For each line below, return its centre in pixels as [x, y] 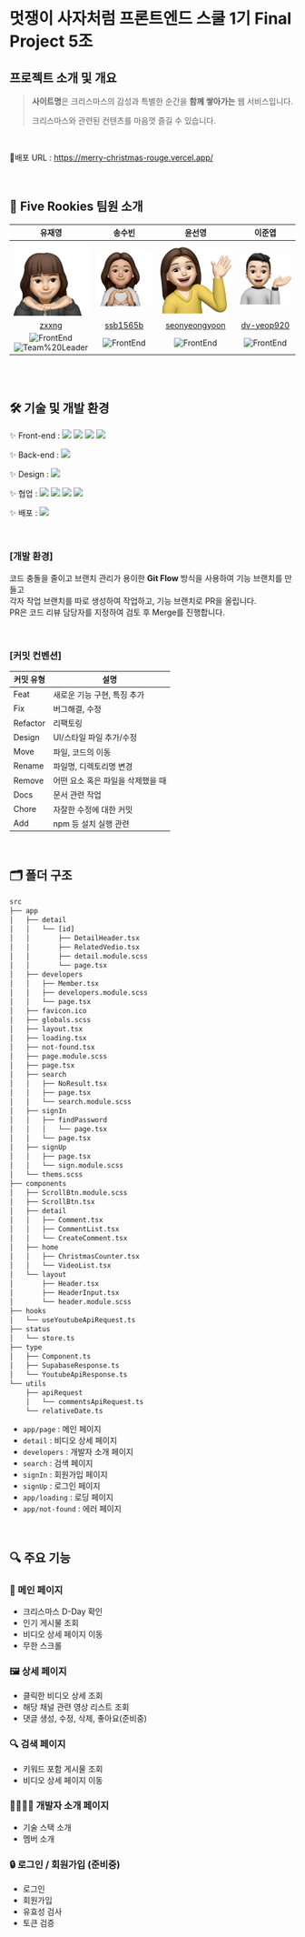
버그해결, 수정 [77, 708]
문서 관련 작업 [77, 795]
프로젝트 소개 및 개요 [63, 78]
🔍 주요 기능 [40, 1557]
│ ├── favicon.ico [49, 1011]
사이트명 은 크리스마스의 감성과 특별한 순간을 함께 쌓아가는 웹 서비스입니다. [162, 101]
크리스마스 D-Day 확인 [63, 1611]
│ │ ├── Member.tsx [54, 984]
